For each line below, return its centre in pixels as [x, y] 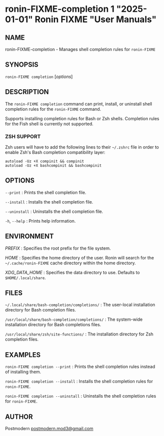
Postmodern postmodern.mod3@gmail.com [49, 428]
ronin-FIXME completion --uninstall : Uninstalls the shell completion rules [81, 396]
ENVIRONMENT [29, 236]
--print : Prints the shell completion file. [46, 192]
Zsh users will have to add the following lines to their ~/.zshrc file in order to [82, 147]
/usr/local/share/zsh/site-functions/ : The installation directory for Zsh [79, 334]
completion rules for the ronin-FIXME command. [53, 109]
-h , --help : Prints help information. [40, 221]
